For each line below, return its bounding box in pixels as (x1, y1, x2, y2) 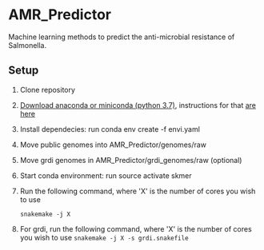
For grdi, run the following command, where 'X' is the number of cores (19, 224, 252, 233)
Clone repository (19, 85, 76, 94)
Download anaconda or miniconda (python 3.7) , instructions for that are (19, 100, 256, 109)
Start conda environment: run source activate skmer (19, 170, 192, 181)
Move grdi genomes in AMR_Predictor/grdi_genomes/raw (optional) (19, 155, 242, 165)
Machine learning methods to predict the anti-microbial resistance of (8, 32, 235, 42)
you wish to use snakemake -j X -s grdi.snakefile (19, 232, 190, 242)
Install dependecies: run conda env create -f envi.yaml (19, 124, 200, 133)
